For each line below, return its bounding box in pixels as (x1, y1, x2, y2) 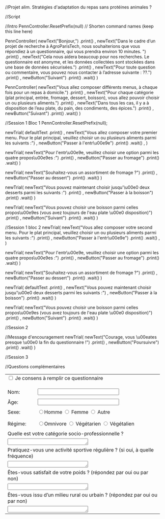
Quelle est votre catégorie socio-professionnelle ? (7, 430, 124, 437)
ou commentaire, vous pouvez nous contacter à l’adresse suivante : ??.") (5, 69, 152, 75)
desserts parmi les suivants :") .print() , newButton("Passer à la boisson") (5, 190, 153, 195)
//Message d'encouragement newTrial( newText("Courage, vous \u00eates (5, 334, 157, 340)
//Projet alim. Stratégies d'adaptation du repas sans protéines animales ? (5, 4, 152, 10)
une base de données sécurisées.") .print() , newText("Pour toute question (5, 64, 156, 70)
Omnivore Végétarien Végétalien (44, 420, 135, 427)
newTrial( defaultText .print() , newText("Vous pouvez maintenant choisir (5, 284, 152, 290)
